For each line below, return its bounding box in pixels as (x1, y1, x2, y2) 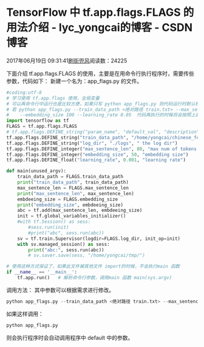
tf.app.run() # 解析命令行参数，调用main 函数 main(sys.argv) (17, 275, 172, 281)
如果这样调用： (6, 310, 44, 317)
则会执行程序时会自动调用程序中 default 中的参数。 (6, 334, 134, 341)
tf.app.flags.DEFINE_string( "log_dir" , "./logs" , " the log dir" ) (6, 140, 178, 146)
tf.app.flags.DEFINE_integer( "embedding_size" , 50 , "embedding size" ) (6, 151, 189, 157)
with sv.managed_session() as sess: (17, 241, 110, 247)
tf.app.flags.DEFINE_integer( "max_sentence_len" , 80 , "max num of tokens (6, 146, 197, 152)
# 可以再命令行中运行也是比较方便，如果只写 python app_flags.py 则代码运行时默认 (6, 101, 195, 107)
